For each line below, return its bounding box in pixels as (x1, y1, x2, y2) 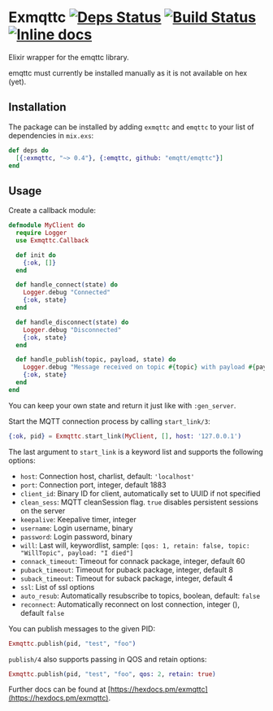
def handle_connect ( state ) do (15, 281, 118, 289)
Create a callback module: (8, 206, 96, 216)
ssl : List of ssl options (19, 582, 95, 591)
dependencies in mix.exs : (8, 130, 94, 140)
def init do (15, 251, 57, 260)
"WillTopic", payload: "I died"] (19, 549, 134, 557)
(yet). (8, 76, 27, 86)
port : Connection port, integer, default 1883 (19, 480, 167, 490)
